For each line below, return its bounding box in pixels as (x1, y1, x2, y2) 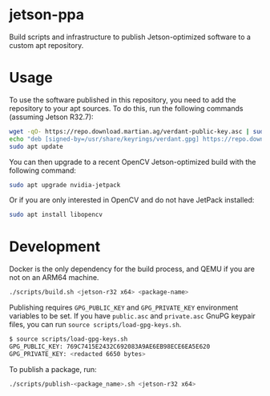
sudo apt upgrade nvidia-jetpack (9, 181, 121, 189)
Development (9, 238, 101, 256)
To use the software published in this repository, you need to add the (9, 94, 236, 105)
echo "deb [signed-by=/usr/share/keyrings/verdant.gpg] (9, 134, 199, 143)
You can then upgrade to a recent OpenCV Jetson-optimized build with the (9, 157, 256, 166)
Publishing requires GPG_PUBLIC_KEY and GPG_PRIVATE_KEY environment (9, 302, 239, 313)
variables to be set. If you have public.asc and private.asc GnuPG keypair (9, 311, 256, 321)
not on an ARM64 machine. (9, 273, 99, 282)
